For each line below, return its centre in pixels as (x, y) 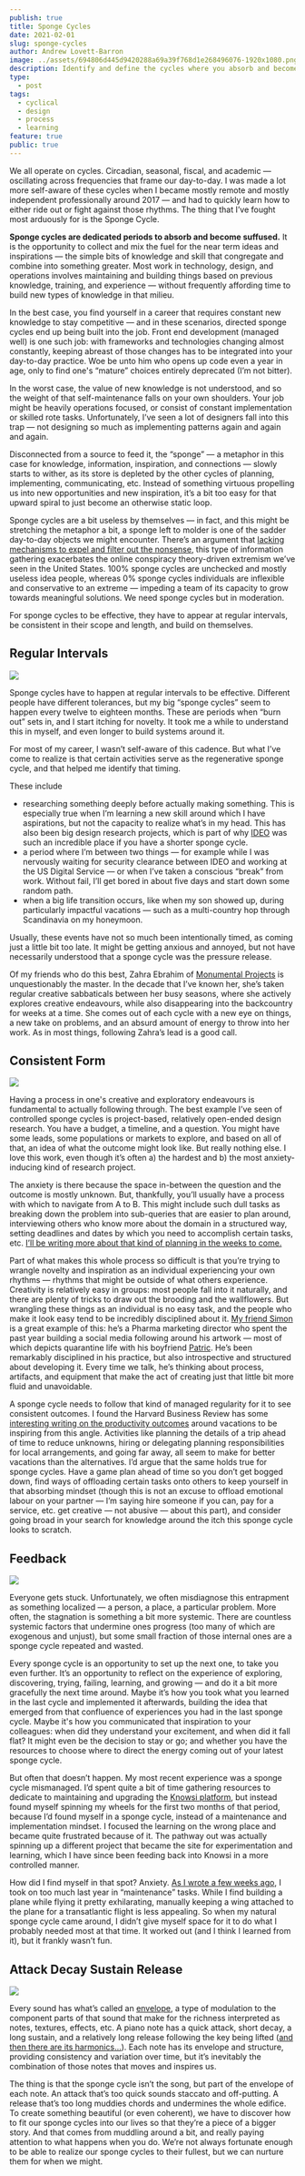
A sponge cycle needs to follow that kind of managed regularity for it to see (151, 1404)
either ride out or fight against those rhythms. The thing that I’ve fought (143, 209)
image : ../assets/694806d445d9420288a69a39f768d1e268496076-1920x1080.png (154, 60)
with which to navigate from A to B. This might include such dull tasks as (145, 1205)
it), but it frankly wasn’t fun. (61, 1941)
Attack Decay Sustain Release (96, 1969)
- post (30, 86)
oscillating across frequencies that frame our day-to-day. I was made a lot (148, 180)
